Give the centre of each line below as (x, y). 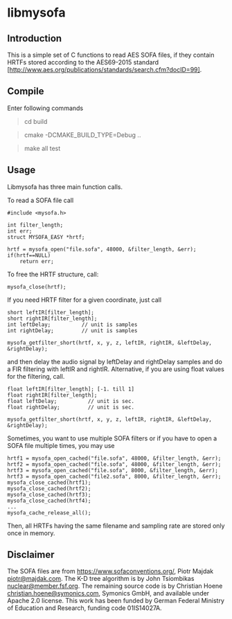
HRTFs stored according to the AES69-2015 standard (83, 62)
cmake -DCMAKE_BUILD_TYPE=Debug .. (82, 135)
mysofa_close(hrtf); (37, 287)
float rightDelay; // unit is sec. (71, 407)
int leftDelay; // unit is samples (72, 324)
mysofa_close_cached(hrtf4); (49, 501)
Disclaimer (31, 555)
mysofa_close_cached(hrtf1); (49, 483)
